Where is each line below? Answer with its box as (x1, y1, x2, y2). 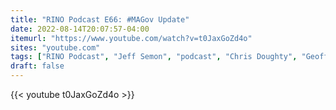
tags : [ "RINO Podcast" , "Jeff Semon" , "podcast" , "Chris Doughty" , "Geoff (10, 52, 329, 62)
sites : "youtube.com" (10, 42, 101, 53)
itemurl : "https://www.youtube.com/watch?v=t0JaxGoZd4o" (10, 33, 253, 43)
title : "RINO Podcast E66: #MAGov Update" (10, 14, 190, 25)
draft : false (10, 61, 65, 71)
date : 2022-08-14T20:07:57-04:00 (10, 24, 150, 34)
